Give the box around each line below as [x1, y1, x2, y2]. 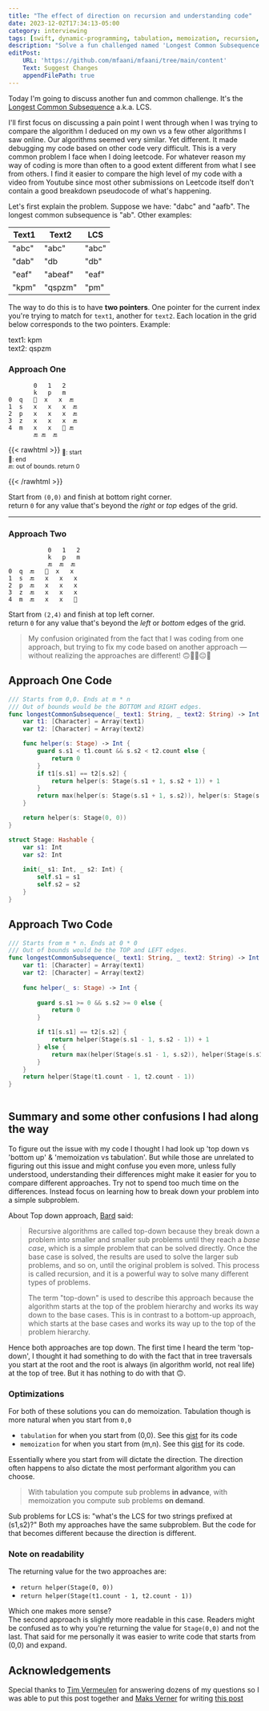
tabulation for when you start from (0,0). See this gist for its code [19, 1431, 238, 1440]
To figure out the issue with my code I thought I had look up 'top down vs [8, 1143, 250, 1153]
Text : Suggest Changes [22, 64, 98, 72]
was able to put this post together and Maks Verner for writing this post [8, 1693, 244, 1703]
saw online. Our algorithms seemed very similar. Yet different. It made [8, 134, 238, 145]
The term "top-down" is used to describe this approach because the [27, 1293, 254, 1302]
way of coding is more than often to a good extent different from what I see [8, 160, 256, 169]
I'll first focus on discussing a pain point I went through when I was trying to [8, 117, 259, 127]
